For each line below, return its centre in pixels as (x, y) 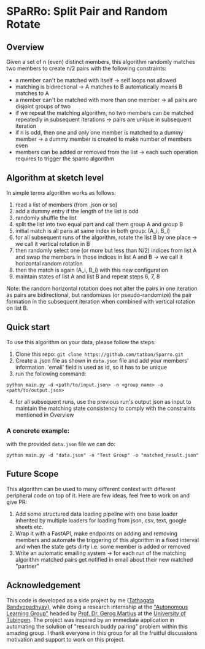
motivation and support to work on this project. (66, 639)
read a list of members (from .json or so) (66, 205)
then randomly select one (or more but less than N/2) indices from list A (106, 250)
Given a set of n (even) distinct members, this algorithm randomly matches (101, 62)
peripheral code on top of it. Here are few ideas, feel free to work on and (98, 495)
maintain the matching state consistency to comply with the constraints (105, 408)
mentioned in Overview (44, 415)
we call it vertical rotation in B (52, 243)
